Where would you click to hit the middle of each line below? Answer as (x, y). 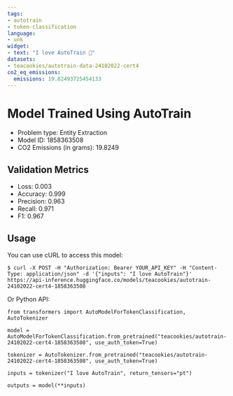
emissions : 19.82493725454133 (57, 79)
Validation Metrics (48, 170)
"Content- (203, 268)
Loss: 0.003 (35, 187)
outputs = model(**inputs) (47, 386)
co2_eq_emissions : (34, 72)
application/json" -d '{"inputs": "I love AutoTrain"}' (109, 274)
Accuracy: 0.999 (41, 194)
